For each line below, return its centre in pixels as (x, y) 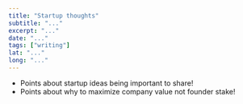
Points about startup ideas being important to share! (107, 83)
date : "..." (28, 38)
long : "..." (28, 61)
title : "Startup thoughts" (54, 16)
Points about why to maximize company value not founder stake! (128, 91)
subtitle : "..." (36, 23)
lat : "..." (27, 53)
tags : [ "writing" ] (39, 46)
